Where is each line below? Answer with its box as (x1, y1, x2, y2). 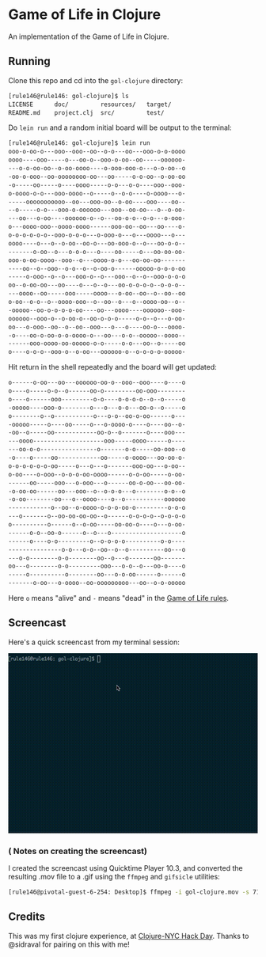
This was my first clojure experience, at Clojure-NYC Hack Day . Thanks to (8, 931, 249, 940)
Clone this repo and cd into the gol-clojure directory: (8, 75, 184, 85)
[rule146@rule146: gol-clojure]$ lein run (8, 139, 150, 147)
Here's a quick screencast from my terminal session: (8, 637, 180, 647)
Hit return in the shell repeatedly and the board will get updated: (8, 363, 217, 372)
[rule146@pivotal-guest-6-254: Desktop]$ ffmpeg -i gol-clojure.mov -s (8, 888, 249, 896)
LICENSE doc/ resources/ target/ (8, 101, 172, 108)
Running (8, 55, 51, 68)
